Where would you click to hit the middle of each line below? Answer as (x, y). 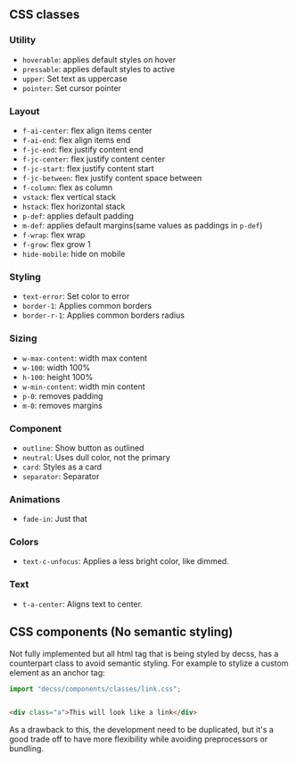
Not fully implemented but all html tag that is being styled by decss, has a (144, 653)
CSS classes (45, 15)
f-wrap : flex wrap (54, 235)
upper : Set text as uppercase (74, 79)
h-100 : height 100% (58, 377)
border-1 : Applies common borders (87, 306)
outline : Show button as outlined (83, 448)
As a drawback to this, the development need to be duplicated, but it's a (141, 730)
